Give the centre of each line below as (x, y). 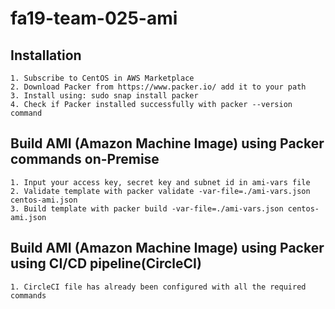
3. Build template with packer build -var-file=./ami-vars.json (147, 208)
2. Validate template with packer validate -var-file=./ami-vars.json (160, 191)
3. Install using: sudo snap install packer (104, 96)
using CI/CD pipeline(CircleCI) (106, 263)
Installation (46, 55)
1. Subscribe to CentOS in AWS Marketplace (102, 78)
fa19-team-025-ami (94, 18)
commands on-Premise (85, 159)
